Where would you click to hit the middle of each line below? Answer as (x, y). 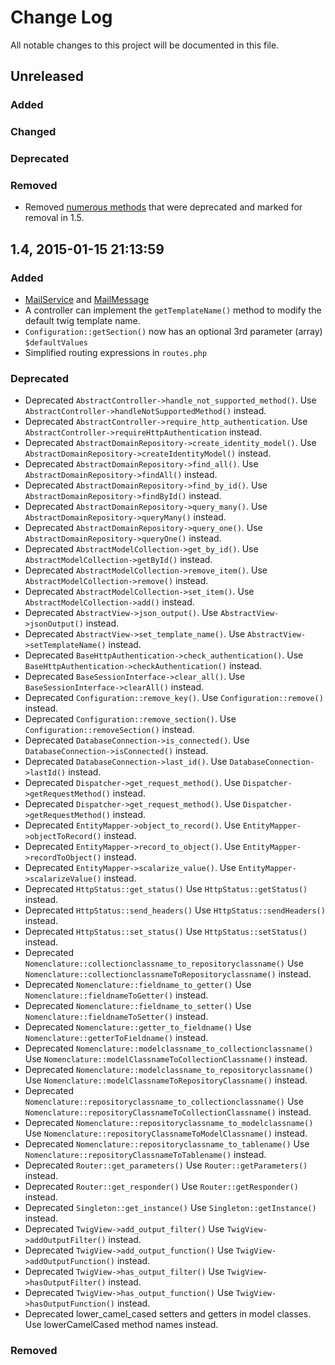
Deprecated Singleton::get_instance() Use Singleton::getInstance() (170, 1208)
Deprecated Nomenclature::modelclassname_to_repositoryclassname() (169, 1070)
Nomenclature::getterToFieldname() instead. (116, 1038)
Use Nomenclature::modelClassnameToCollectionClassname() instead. (166, 1059)
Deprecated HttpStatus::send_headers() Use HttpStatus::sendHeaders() (175, 910)
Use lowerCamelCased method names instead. (121, 1325)
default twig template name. (82, 321)
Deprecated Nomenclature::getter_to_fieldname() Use (138, 1027)
